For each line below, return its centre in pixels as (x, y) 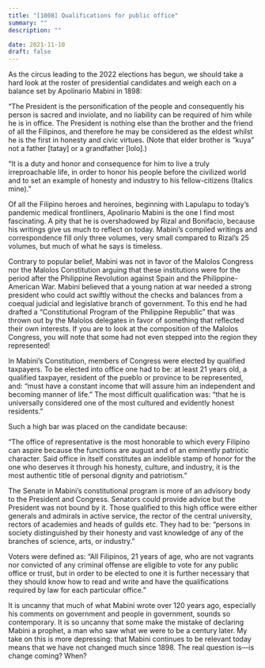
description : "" (35, 30)
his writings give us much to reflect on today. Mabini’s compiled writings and (133, 229)
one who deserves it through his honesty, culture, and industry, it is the (124, 467)
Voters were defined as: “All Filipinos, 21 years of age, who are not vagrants (131, 557)
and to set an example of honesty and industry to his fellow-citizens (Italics (131, 181)
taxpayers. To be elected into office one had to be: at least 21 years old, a (128, 369)
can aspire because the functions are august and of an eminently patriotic (129, 451)
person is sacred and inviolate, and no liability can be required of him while (130, 115)
